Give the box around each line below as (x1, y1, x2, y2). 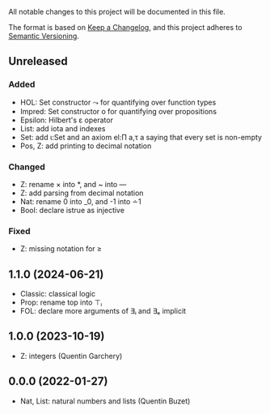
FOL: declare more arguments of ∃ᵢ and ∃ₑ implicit (19, 306, 187, 316)
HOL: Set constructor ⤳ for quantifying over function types (19, 97, 217, 107)
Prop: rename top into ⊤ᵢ (19, 297, 103, 307)
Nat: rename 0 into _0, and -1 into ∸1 (19, 196, 141, 206)
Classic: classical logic (19, 289, 95, 299)
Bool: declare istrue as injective (19, 205, 125, 215)
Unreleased (8, 54, 69, 68)
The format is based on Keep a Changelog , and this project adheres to (8, 23, 243, 32)
